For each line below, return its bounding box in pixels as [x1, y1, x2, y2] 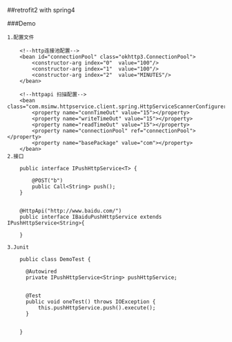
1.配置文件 [7, 34, 35, 41]
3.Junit [7, 244, 30, 251]
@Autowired [25, 268, 57, 275]
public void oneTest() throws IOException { [25, 298, 156, 305]
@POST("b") [32, 177, 64, 184]
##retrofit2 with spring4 [7, 6, 75, 14]
